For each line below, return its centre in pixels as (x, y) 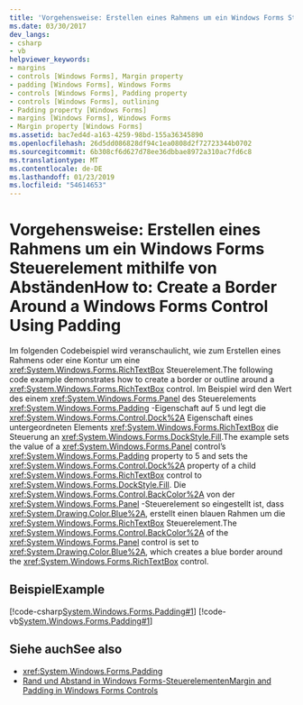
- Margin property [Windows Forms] (76, 127)
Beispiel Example (57, 590)
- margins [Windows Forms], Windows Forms (90, 118)
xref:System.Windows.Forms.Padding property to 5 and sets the (129, 456)
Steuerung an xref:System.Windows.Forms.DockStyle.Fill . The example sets (150, 437)
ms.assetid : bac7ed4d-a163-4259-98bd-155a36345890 (106, 135)
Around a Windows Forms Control (139, 307)
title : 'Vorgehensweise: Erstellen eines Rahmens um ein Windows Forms (147, 18)
